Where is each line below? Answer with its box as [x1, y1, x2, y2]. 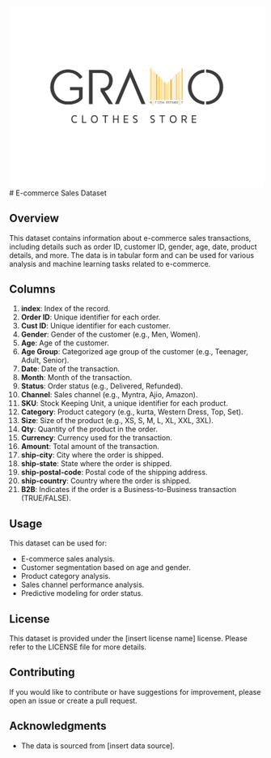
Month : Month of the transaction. [20, 373, 133, 383]
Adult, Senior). [20, 355, 70, 366]
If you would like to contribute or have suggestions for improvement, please [9, 687, 261, 696]
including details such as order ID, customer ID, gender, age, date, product [9, 242, 257, 251]
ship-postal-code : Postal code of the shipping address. [20, 468, 208, 477]
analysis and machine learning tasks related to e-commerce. [9, 259, 211, 268]
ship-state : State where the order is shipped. [20, 459, 172, 469]
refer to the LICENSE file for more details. [9, 642, 146, 652]
